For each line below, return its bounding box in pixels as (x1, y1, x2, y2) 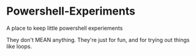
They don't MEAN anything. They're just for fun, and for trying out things (6, 36, 190, 43)
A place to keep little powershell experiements (6, 24, 123, 32)
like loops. (6, 43, 32, 50)
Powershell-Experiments (6, 4, 136, 18)
